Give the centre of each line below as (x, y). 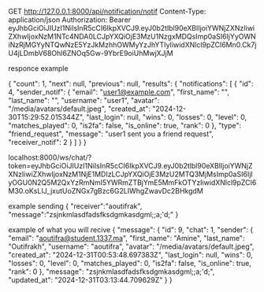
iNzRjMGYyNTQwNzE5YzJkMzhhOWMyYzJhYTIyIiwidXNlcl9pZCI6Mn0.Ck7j (132, 45)
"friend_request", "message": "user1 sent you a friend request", (111, 134)
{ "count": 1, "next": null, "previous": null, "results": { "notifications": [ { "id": (131, 83)
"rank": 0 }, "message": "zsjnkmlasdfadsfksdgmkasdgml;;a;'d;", (112, 272)
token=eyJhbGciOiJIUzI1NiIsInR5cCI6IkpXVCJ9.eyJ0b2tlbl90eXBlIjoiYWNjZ (131, 166)
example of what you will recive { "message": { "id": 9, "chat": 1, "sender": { (131, 230)
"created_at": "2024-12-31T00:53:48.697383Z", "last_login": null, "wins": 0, (131, 255)
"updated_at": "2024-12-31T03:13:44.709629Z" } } (91, 280)
